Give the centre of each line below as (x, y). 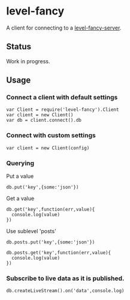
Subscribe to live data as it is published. (65, 278)
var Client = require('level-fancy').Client (63, 110)
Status (19, 47)
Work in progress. (28, 61)
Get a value (20, 198)
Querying (20, 163)
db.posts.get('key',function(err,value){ (59, 253)
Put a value (20, 177)
